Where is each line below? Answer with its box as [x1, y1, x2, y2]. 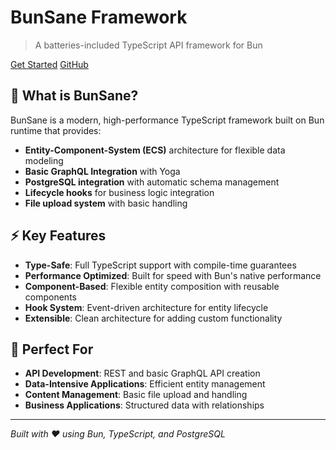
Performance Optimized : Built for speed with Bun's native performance [24, 269, 322, 281]
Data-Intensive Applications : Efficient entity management [24, 378, 266, 390]
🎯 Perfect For [10, 341, 94, 358]
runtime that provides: [10, 124, 102, 136]
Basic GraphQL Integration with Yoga [24, 165, 181, 177]
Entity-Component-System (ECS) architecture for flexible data [24, 144, 286, 156]
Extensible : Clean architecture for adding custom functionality [24, 312, 283, 324]
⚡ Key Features [10, 227, 107, 245]
